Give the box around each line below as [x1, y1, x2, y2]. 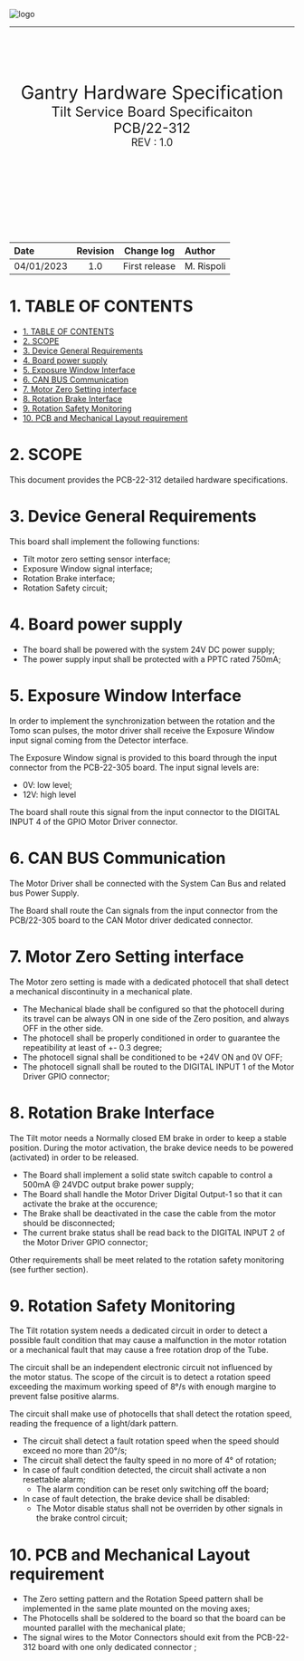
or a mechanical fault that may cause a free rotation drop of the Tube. [9, 1345, 269, 1356]
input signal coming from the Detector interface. [9, 734, 189, 745]
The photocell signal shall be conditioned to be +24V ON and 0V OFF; [22, 1051, 283, 1062]
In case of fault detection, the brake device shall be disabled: [22, 1493, 251, 1504]
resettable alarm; [22, 1474, 86, 1485]
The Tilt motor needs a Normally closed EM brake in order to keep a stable [9, 1132, 287, 1143]
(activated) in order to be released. [9, 1151, 139, 1163]
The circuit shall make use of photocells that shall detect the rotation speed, [9, 1408, 292, 1419]
